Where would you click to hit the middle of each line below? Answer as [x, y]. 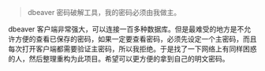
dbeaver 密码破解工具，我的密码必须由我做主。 [104, 12]
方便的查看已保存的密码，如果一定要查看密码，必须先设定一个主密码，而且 [136, 39]
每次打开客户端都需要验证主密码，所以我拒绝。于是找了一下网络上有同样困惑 [132, 49]
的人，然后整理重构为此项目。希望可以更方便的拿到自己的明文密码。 [119, 59]
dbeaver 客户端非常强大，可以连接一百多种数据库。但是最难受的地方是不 [126, 29]
